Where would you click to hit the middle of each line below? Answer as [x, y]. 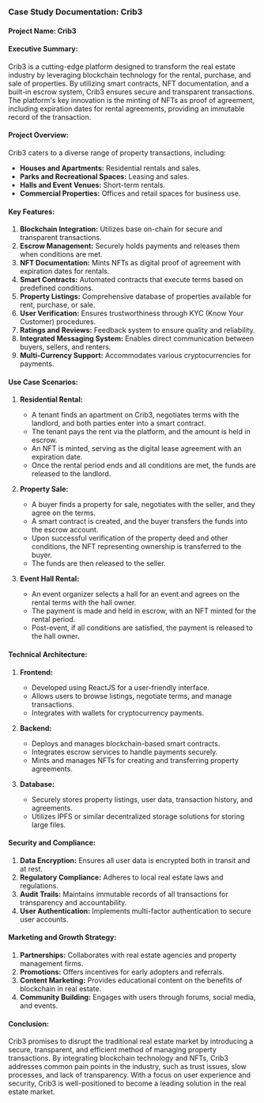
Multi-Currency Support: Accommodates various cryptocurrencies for [135, 356]
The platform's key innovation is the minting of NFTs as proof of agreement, [132, 100]
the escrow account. [65, 530]
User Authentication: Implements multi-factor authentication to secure [135, 910]
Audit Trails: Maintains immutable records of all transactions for [124, 894]
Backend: [36, 728]
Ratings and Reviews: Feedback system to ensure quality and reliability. [137, 330]
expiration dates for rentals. [64, 271]
